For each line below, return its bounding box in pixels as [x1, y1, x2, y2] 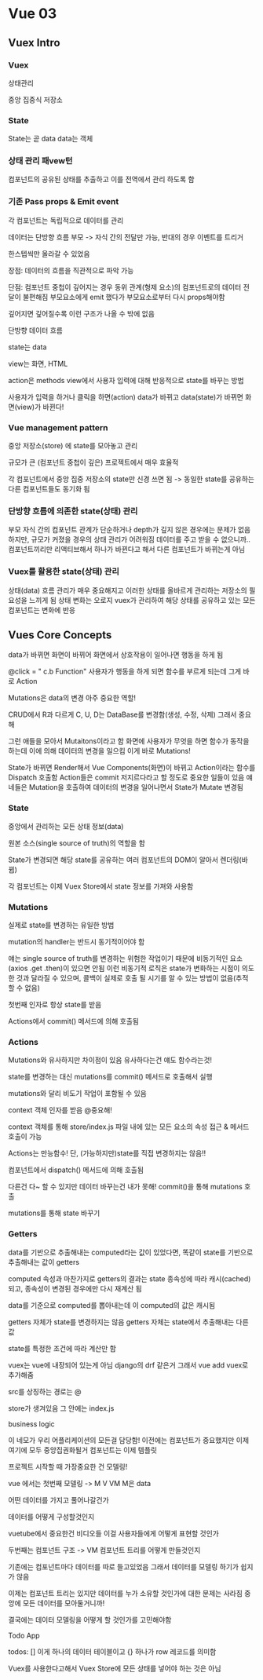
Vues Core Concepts [8, 629, 112, 642]
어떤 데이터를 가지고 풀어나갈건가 [8, 1495, 110, 1504]
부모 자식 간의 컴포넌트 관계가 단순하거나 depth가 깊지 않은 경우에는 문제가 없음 [8, 525, 251, 535]
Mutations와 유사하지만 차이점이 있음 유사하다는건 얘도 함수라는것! [8, 1055, 213, 1065]
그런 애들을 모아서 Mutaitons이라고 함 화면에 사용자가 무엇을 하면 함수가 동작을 [8, 736, 250, 746]
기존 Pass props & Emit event [8, 196, 119, 207]
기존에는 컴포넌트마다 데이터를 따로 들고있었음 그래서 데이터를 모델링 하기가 [8, 1561, 239, 1571]
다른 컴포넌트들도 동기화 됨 [8, 484, 90, 494]
